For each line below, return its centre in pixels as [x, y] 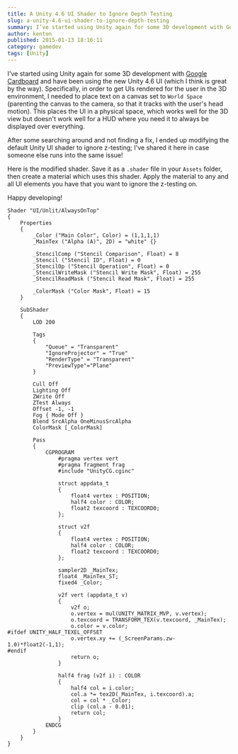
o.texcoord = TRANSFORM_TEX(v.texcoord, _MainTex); [148, 620]
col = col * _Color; [101, 700]
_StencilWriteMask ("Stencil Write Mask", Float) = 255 [117, 272]
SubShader [35, 310]
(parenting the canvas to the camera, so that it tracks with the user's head [115, 103]
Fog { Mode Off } [58, 415]
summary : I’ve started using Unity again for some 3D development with [115, 27]
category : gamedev [34, 47]
